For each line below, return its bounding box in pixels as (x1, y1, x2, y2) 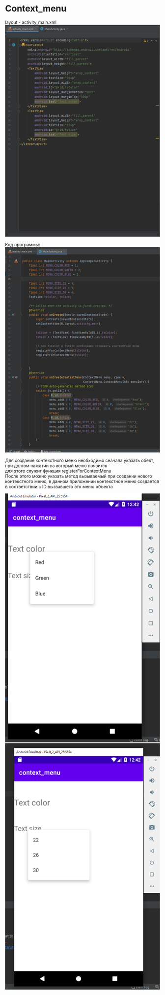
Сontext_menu (5, 3, 67, 14)
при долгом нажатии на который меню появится (5, 463, 108, 469)
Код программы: (5, 241, 40, 247)
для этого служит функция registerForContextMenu (5, 468, 111, 474)
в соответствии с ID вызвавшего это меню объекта (5, 484, 113, 490)
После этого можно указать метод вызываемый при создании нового (5, 473, 152, 479)
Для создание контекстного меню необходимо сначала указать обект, (5, 457, 155, 464)
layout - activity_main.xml (5, 19, 56, 25)
